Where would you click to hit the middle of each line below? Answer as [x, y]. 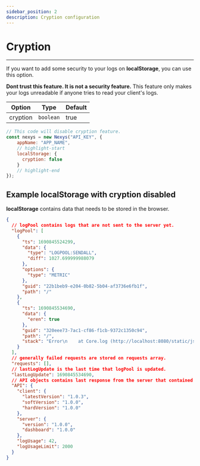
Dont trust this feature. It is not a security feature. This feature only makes [99, 86]
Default [76, 108]
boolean [49, 118]
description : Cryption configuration [53, 17]
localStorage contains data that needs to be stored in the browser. [88, 209]
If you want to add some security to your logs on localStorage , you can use [99, 68]
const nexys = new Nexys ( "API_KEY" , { [54, 137]
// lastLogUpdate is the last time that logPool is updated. [89, 369]
